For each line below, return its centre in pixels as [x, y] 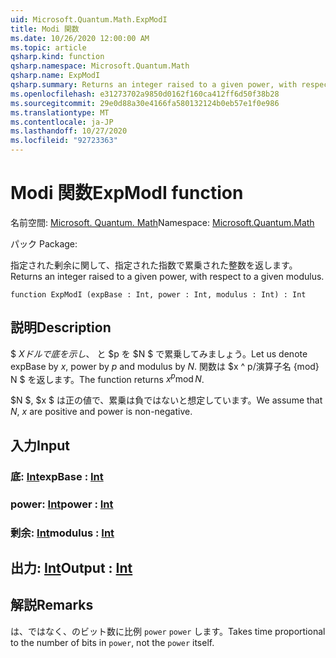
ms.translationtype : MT [60, 112]
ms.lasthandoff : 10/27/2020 [69, 131]
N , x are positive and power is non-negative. [101, 412]
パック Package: [44, 243]
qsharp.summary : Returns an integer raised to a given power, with [154, 85]
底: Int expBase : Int [57, 476]
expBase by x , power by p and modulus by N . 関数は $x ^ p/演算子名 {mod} [165, 366]
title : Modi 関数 [45, 29]
